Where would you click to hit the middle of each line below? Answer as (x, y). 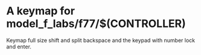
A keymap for (41, 11)
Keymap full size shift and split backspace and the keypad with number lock (101, 40)
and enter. (19, 47)
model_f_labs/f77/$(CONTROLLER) (96, 24)
